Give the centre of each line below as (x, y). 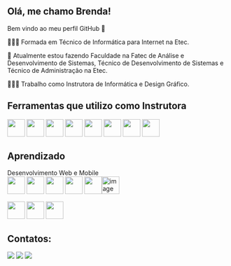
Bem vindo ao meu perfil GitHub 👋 (56, 28)
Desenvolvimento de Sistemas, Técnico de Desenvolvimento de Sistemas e (115, 63)
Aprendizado (36, 156)
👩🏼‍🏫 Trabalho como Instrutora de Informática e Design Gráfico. (98, 84)
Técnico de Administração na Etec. (57, 70)
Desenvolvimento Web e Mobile (53, 173)
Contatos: (29, 238)
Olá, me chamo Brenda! (59, 12)
